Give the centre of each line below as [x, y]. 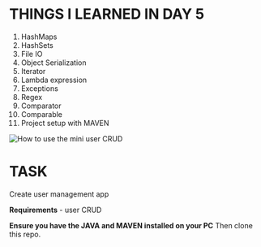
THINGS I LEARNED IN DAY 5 [107, 14]
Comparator [41, 106]
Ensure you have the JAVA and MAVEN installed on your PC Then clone [131, 225]
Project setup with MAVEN [65, 123]
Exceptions [40, 88]
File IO [32, 54]
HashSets [37, 45]
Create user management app [59, 194]
